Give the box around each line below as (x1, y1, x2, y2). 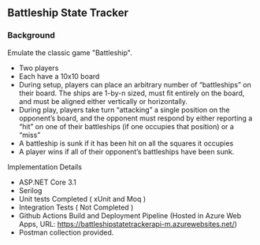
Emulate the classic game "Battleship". (7, 47, 132, 58)
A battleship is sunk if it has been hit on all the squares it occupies (18, 138, 234, 148)
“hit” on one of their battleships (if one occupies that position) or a (18, 121, 234, 131)
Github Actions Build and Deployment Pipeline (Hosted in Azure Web (18, 210, 242, 220)
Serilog (18, 185, 43, 195)
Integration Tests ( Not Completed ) (18, 202, 134, 212)
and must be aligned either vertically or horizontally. (18, 96, 188, 106)
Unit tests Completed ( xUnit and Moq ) (18, 194, 147, 203)
